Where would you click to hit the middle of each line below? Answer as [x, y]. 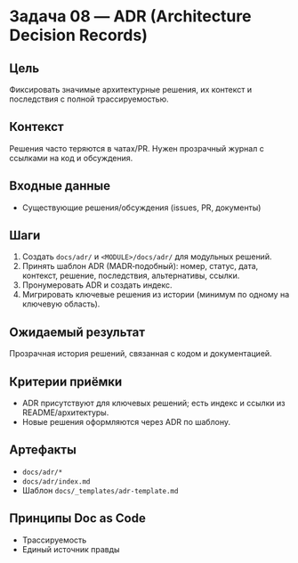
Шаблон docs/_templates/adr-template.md [100, 490]
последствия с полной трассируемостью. [89, 99]
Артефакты [43, 450]
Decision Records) [79, 35]
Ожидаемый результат [77, 332]
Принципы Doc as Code [78, 518]
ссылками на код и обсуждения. [71, 158]
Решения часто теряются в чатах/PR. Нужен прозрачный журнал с [137, 148]
